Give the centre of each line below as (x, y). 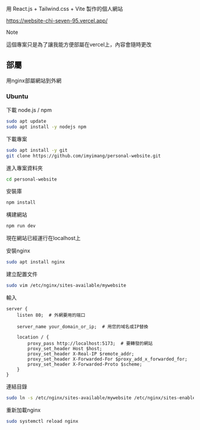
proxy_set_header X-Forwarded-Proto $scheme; (85, 364)
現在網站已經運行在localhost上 (43, 238)
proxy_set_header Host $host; (65, 348)
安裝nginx (18, 251)
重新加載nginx (24, 410)
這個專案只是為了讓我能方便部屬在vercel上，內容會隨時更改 (79, 44)
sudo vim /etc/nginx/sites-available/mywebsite (66, 286)
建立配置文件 (22, 274)
